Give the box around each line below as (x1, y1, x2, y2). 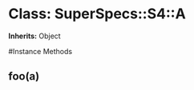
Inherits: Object (8, 31, 62, 41)
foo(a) (8, 69, 40, 84)
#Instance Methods (8, 46, 73, 56)
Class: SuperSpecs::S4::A (8, 5, 186, 23)
